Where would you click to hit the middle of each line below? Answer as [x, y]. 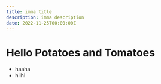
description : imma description [45, 17]
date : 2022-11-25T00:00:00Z [41, 23]
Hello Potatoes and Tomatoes [81, 52]
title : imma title [29, 12]
